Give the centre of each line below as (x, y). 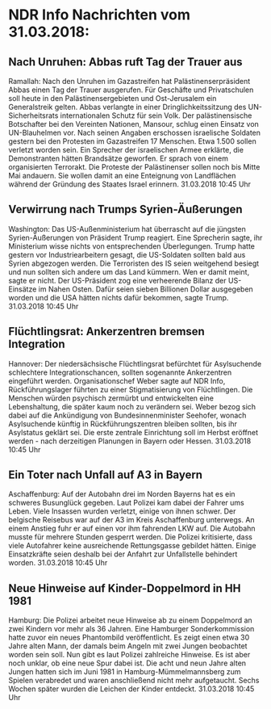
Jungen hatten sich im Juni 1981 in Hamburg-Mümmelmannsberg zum (125, 672)
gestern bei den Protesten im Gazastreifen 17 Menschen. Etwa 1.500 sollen (132, 141)
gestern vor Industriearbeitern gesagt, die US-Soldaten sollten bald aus (127, 254)
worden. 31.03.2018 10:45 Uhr (58, 563)
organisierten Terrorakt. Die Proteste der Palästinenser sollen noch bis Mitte (134, 167)
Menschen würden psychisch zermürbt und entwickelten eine (111, 398)
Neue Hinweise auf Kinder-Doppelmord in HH (125, 588)
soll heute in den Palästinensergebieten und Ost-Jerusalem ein (113, 98)
